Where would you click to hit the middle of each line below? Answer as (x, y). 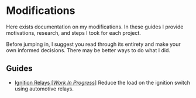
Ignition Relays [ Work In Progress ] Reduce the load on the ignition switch (102, 82)
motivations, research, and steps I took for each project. (74, 32)
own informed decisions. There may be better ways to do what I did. (88, 50)
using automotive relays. (44, 89)
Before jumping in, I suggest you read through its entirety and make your (94, 44)
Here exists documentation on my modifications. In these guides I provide (95, 27)
